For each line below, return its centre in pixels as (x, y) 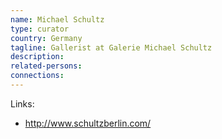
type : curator (40, 29)
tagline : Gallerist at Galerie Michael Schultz (111, 47)
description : (37, 57)
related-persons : (46, 66)
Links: (22, 103)
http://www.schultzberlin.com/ (88, 123)
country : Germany (46, 38)
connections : (37, 76)
